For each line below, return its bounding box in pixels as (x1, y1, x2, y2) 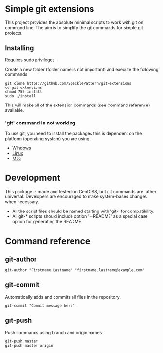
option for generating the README (12, 218, 81, 224)
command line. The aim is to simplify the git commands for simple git (5, 24, 143, 30)
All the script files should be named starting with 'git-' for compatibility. (12, 208, 155, 214)
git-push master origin (5, 343, 54, 348)
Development (5, 173, 61, 183)
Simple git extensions (5, 3, 94, 15)
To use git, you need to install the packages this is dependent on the (5, 130, 142, 137)
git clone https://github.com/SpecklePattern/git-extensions (5, 81, 132, 86)
